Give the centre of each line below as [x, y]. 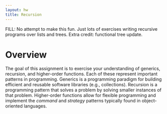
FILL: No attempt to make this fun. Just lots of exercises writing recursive [81, 29]
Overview [26, 55]
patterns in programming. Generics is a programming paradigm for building [83, 79]
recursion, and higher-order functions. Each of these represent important [81, 74]
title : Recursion [24, 15]
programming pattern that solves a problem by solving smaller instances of [83, 90]
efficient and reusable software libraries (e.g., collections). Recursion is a [81, 85]
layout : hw [17, 10]
